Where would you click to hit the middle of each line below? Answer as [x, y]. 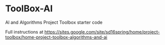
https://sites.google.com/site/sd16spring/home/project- [102, 32]
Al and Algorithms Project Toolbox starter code [54, 22]
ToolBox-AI [29, 9]
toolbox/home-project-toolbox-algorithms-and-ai [56, 37]
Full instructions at [24, 32]
